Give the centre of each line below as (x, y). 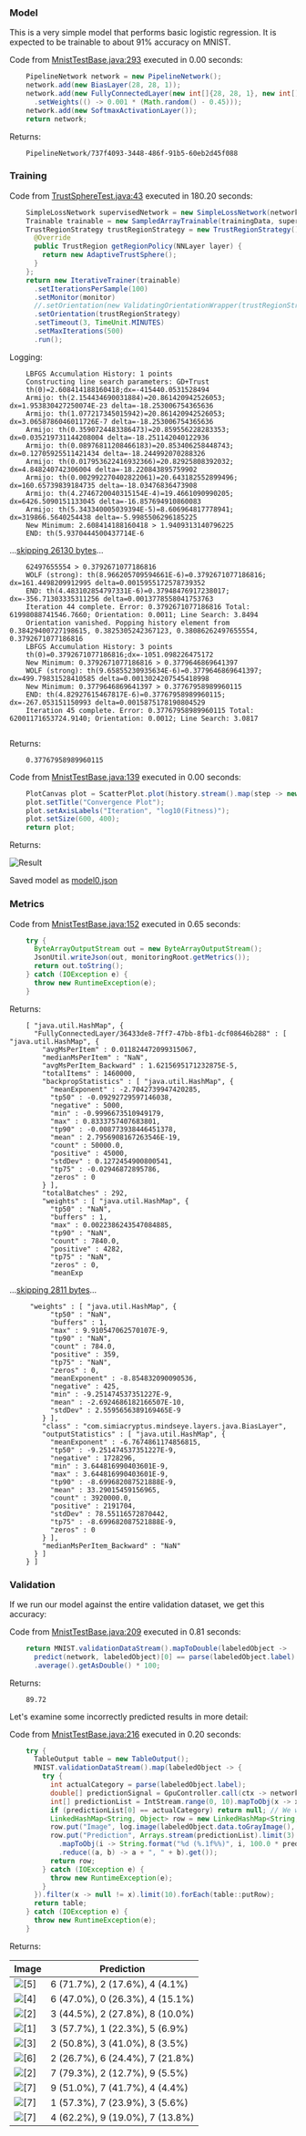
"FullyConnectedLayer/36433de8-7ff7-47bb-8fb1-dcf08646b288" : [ (160, 1033)
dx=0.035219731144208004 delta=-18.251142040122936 (109, 438)
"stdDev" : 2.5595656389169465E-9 (115, 1410)
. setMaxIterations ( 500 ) (79, 331)
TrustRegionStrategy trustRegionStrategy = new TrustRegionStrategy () (163, 230)
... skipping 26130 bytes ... (56, 550)
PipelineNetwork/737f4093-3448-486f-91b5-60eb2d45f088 (132, 153)
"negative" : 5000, (87, 1105)
